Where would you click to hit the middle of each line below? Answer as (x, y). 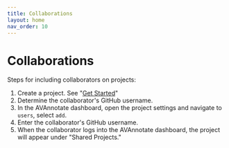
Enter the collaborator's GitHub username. (78, 122)
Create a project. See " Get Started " (68, 93)
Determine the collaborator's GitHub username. (85, 100)
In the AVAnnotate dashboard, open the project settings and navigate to (119, 108)
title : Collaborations (40, 13)
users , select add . (42, 115)
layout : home (26, 20)
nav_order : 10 (28, 26)
